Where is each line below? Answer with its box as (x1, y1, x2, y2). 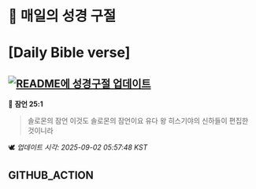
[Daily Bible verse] (8, 44, 131, 61)
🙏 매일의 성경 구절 (8, 7, 117, 25)
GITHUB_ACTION (8, 169, 95, 182)
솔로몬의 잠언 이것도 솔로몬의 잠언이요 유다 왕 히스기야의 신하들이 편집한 (27, 116, 249, 126)
